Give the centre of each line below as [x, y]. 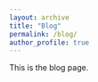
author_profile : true [49, 42]
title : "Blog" [36, 26]
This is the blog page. [49, 68]
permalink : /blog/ [43, 34]
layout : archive [39, 17]
